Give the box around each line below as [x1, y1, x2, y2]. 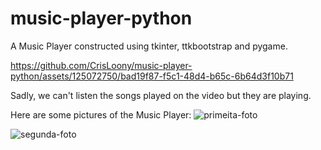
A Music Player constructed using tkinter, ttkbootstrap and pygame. [10, 40, 288, 52]
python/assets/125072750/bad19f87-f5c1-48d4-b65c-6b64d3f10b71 [10, 70, 294, 82]
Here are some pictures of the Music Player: [10, 108, 192, 121]
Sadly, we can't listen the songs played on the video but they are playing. [10, 89, 312, 101]
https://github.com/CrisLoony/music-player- [10, 59, 193, 71]
